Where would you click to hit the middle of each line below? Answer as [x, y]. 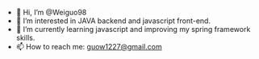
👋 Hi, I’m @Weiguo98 [51, 12]
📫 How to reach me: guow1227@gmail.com [89, 47]
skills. [25, 37]
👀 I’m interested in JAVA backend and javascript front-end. [113, 21]
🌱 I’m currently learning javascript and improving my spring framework [133, 29]
